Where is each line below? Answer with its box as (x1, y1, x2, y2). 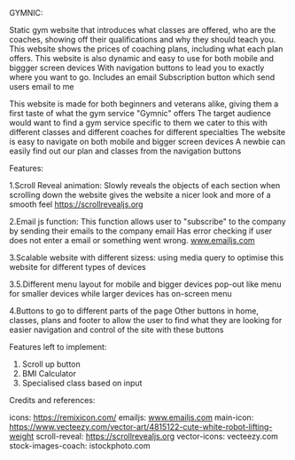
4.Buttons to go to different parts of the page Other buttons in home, (9, 305, 260, 316)
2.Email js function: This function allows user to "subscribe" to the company (9, 217, 286, 226)
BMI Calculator (21, 369, 77, 378)
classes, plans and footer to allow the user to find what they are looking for (9, 315, 283, 325)
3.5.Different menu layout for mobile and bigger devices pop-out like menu (9, 279, 282, 289)
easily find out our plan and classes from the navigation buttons (9, 146, 242, 156)
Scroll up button (21, 359, 82, 369)
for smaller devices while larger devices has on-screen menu (9, 289, 232, 298)
